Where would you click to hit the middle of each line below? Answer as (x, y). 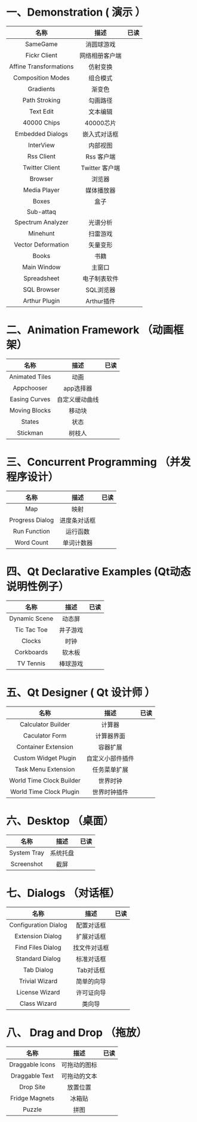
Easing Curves (30, 399)
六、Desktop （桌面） (60, 821)
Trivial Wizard (38, 981)
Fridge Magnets (32, 1098)
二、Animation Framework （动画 (90, 330)
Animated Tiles (30, 377)
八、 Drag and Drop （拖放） (77, 1032)
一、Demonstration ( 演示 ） (76, 12)
